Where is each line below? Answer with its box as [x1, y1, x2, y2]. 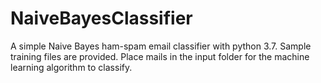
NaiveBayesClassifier [10, 7, 193, 30]
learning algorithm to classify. [10, 61, 133, 73]
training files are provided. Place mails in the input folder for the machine [10, 50, 310, 62]
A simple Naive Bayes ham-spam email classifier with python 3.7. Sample [10, 40, 312, 52]
